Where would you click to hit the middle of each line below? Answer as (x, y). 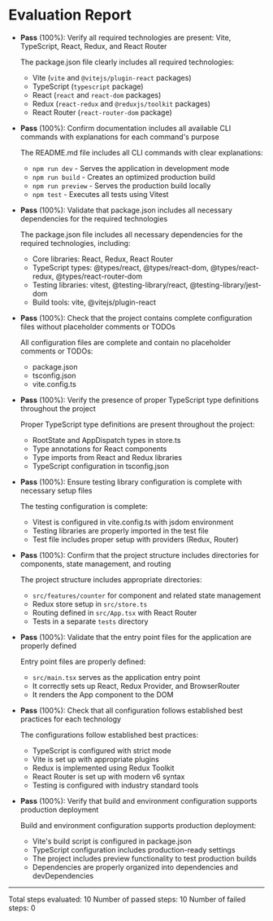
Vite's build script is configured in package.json (112, 841)
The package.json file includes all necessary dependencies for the (132, 235)
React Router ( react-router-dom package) (102, 112)
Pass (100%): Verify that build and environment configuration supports (139, 800)
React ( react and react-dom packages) (97, 94)
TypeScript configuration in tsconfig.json (100, 466)
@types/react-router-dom (99, 276)
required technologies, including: (75, 243)
